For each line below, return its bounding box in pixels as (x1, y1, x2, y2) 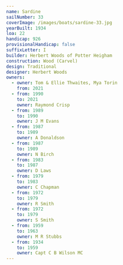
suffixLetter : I (6, 47, 46, 53)
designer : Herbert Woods (6, 69, 67, 75)
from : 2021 (17, 86, 44, 91)
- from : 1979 (11, 174, 44, 179)
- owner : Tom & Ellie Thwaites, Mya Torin (11, 80, 118, 86)
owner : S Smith (17, 217, 54, 223)
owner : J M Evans (17, 119, 60, 125)
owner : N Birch (17, 151, 54, 157)
